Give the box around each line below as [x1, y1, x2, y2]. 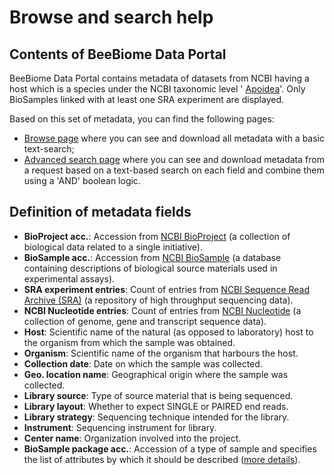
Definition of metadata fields [9, 204, 192, 221]
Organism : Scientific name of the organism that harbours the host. [23, 347, 299, 359]
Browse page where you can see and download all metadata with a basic [23, 132, 326, 144]
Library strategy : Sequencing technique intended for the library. [23, 411, 290, 423]
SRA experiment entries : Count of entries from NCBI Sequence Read [23, 283, 311, 295]
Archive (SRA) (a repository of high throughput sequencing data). [23, 294, 294, 306]
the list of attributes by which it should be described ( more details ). [23, 453, 301, 465]
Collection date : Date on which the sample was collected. [23, 357, 263, 370]
